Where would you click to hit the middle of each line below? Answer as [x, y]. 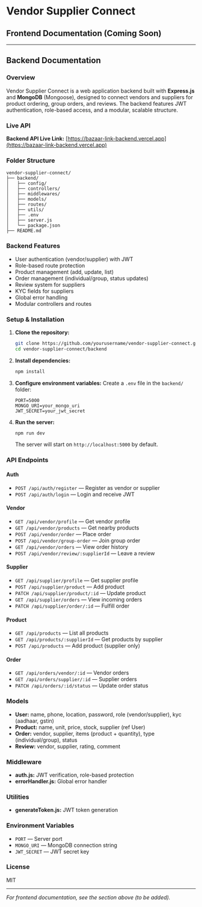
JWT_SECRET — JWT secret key [52, 851]
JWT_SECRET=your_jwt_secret [50, 411]
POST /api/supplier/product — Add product [69, 587]
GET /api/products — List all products [62, 633]
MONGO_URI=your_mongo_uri [47, 406]
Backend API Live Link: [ [37, 138]
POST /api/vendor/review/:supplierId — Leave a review [85, 553]
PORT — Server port [38, 838]
